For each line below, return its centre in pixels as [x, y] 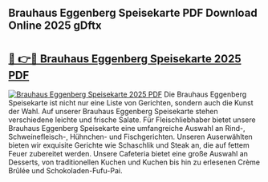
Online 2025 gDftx [55, 26]
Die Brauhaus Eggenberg [205, 94]
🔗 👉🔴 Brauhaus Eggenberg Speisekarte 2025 [125, 59]
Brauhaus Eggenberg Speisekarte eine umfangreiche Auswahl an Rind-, [127, 128]
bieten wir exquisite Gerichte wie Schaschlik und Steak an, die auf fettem [129, 145]
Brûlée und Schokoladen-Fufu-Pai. [65, 170]
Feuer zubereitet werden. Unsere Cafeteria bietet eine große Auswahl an [128, 154]
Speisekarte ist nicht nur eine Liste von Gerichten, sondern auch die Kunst [131, 103]
